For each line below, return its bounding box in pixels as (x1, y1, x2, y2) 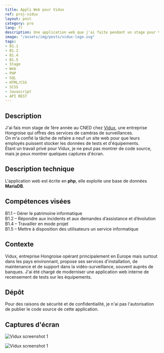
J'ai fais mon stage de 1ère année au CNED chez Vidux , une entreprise (5, 125, 147, 131)
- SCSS (5, 84, 19, 90)
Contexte (5, 240, 34, 249)
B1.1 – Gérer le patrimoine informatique (5, 210, 82, 216)
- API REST (5, 94, 27, 98)
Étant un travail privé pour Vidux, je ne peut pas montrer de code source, (5, 145, 152, 152)
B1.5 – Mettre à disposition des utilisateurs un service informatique (5, 226, 139, 232)
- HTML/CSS (5, 80, 27, 85)
